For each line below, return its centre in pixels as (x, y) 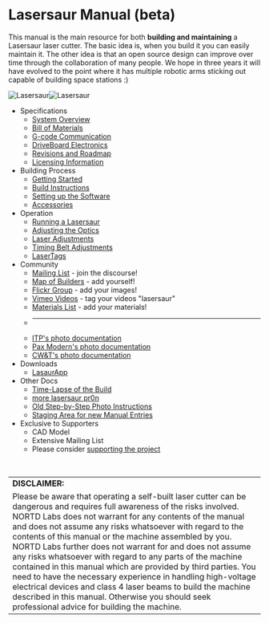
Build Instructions (60, 187)
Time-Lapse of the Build (72, 389)
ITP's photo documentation (76, 338)
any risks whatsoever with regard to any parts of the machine (127, 556)
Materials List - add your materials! (89, 307)
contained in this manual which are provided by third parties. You (134, 566)
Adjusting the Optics (66, 230)
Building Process (48, 170)
